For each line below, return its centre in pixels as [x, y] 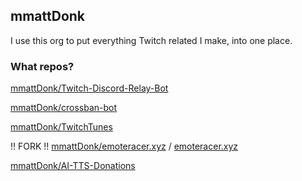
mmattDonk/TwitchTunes [61, 127]
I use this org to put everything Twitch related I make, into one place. [151, 40]
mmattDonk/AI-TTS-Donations [73, 166]
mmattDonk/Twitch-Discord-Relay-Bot [89, 88]
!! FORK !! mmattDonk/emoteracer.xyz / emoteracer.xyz [124, 146]
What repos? [42, 66]
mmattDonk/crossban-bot [64, 108]
